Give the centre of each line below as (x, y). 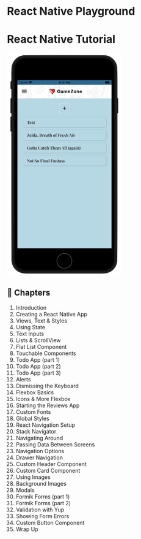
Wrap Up (27, 529)
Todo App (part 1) (38, 359)
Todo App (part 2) (38, 366)
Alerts (23, 379)
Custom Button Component (50, 522)
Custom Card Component (48, 470)
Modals (25, 490)
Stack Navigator (36, 431)
